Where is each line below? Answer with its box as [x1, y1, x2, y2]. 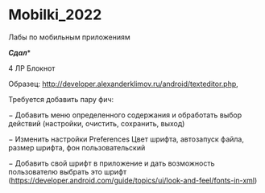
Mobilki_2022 [8, 6, 102, 24]
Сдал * [8, 47, 31, 57]
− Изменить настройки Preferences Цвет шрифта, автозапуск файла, [8, 134, 244, 144]
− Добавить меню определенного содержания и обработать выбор [8, 110, 242, 120]
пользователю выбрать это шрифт [8, 166, 127, 176]
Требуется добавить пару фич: [8, 94, 114, 104]
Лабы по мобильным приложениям [8, 32, 130, 42]
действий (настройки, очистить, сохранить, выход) [8, 118, 185, 128]
